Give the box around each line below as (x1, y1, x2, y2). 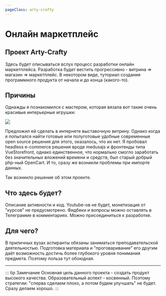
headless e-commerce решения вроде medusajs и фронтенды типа (5, 144, 145, 150)
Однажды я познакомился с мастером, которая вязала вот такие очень (5, 104, 157, 110)
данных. (5, 165, 22, 171)
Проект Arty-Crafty (5, 48, 68, 57)
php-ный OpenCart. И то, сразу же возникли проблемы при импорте (5, 160, 150, 166)
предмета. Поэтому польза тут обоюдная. (5, 256, 95, 261)
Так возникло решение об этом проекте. (5, 175, 91, 181)
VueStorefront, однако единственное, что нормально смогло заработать (5, 149, 159, 155)
